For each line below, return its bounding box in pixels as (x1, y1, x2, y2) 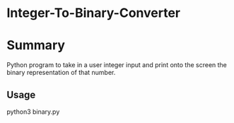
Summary (6, 37, 65, 54)
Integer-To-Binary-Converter (6, 5, 181, 21)
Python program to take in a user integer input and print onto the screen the (6, 61, 228, 69)
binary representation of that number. (6, 69, 116, 77)
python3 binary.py (6, 107, 60, 116)
